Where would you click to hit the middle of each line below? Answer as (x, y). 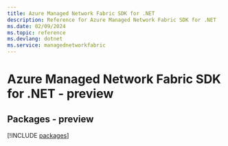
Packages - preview (50, 119)
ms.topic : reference (37, 33)
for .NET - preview (60, 94)
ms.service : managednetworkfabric (57, 45)
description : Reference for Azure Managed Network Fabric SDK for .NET (112, 20)
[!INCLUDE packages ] (38, 135)
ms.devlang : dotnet (35, 39)
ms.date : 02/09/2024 (37, 26)
